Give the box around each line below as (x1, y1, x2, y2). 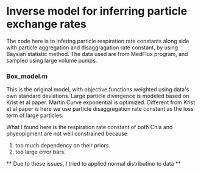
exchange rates (6, 17, 87, 31)
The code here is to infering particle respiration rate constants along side (6, 37, 189, 44)
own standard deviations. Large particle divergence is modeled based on (6, 93, 189, 100)
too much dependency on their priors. (15, 142, 111, 149)
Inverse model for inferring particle (6, 4, 188, 18)
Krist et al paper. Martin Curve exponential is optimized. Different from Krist (6, 99, 196, 106)
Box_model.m (6, 72, 48, 80)
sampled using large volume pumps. (6, 57, 97, 64)
